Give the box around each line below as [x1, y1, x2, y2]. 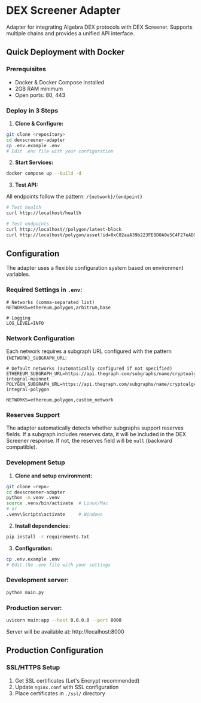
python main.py [6, 589, 44, 595]
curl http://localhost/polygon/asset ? [6, 232, 103, 238]
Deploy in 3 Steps [6, 106, 59, 114]
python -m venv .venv [6, 495, 60, 501]
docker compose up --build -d [6, 171, 82, 176]
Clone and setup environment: [14, 472, 93, 479]
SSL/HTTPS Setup [6, 664, 60, 672]
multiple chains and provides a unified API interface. [6, 29, 135, 36]
